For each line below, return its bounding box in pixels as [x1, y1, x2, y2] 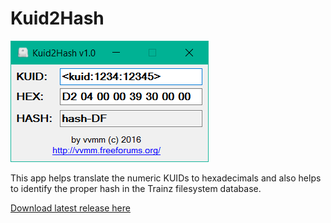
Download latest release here [10, 202, 131, 214]
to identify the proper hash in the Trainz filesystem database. [10, 182, 262, 194]
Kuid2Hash [10, 7, 105, 30]
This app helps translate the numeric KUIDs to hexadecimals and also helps [10, 172, 322, 184]
